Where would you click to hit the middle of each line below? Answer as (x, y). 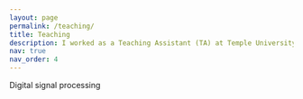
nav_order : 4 (34, 59)
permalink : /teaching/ (52, 26)
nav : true (28, 51)
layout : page (34, 18)
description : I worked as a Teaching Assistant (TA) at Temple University (153, 43)
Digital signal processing (55, 85)
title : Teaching (40, 34)
